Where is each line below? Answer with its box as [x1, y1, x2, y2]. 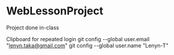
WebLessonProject [6, 4, 104, 18]
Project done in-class [6, 24, 59, 31]
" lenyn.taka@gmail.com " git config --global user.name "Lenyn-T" [6, 42, 169, 49]
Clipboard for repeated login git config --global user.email [6, 35, 150, 42]
